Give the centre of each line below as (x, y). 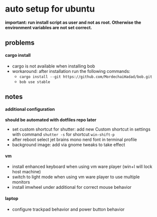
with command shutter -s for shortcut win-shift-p (63, 134)
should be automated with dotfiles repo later (51, 120)
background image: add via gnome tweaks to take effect (69, 145)
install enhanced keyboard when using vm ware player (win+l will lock (82, 167)
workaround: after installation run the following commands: (71, 71)
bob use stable (35, 82)
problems (20, 43)
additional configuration (30, 109)
